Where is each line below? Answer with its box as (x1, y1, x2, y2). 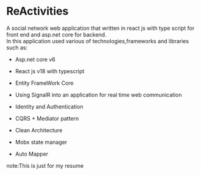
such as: (6, 44, 28, 51)
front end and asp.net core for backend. (6, 30, 107, 38)
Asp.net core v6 (15, 55, 56, 63)
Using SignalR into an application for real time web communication (15, 91, 182, 98)
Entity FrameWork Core (15, 79, 74, 87)
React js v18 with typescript (15, 67, 85, 74)
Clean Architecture (15, 126, 63, 134)
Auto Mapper (15, 150, 49, 157)
